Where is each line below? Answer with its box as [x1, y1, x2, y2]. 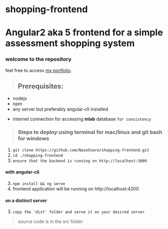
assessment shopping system [5, 38, 135, 49]
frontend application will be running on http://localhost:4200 [12, 185, 139, 191]
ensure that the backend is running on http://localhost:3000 [12, 158, 147, 163]
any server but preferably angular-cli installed [12, 106, 108, 112]
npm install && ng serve [12, 181, 65, 186]
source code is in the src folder [17, 218, 83, 224]
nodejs [12, 95, 27, 102]
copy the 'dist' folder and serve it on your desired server [12, 210, 145, 215]
